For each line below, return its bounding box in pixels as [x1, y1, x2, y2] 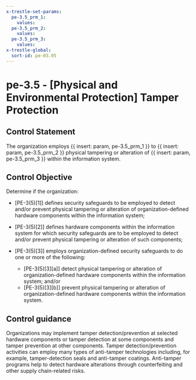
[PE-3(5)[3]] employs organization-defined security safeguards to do [14, 247, 183, 255]
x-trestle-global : [6, 47, 51, 53]
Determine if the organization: [6, 188, 79, 195]
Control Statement [6, 127, 76, 137]
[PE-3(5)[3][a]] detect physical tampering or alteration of [23, 265, 162, 272]
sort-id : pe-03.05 [11, 53, 57, 59]
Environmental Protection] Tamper [6, 91, 179, 104]
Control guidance [6, 314, 72, 324]
